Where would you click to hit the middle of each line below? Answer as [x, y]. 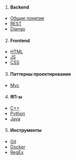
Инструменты [26, 130]
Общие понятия [27, 18]
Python [17, 113]
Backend [20, 7]
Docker [18, 147]
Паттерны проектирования [40, 74]
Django [17, 29]
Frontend [20, 40]
